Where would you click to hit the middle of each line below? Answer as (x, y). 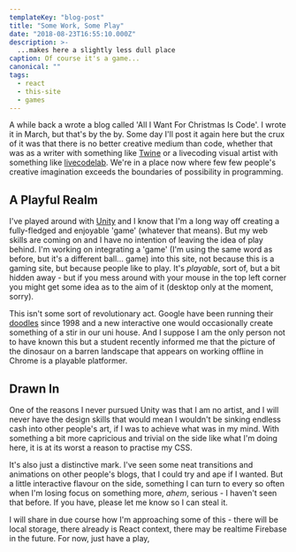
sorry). (21, 297)
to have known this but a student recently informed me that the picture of (142, 342)
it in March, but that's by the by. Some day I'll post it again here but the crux (147, 135)
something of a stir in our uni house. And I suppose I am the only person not (147, 332)
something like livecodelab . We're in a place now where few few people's (143, 163)
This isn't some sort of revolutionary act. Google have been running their (141, 314)
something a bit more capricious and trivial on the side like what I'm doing (144, 438)
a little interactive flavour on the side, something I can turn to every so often (147, 483)
